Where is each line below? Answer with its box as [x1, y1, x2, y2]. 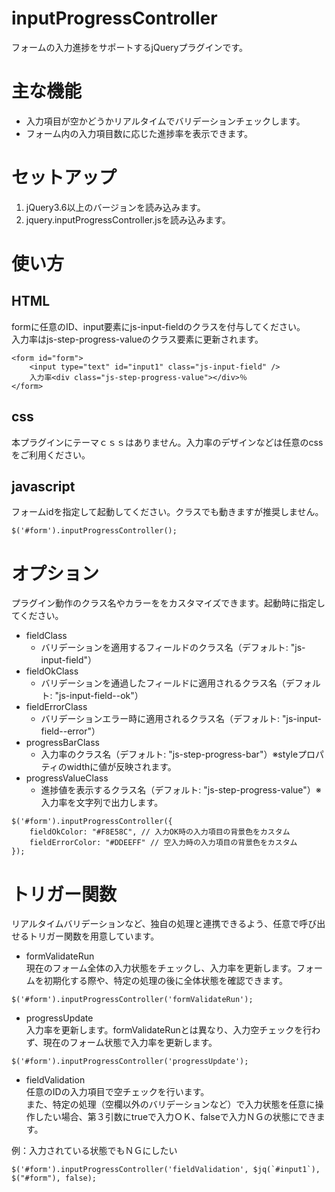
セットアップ [11, 167, 118, 189]
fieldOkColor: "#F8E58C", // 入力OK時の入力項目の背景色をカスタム [29, 827, 291, 837]
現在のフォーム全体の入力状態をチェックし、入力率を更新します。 [25, 962, 297, 974]
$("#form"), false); [11, 1173, 98, 1184]
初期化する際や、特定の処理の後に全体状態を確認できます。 [43, 975, 288, 987]
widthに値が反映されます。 [66, 761, 177, 773]
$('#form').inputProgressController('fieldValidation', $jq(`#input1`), [11, 1165, 321, 1175]
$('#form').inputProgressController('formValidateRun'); [11, 995, 254, 1005]
